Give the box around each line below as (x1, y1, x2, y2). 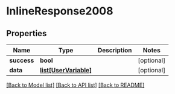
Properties (6, 28, 47, 39)
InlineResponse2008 (6, 4, 113, 18)
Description (97, 46, 132, 54)
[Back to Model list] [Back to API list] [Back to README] (6, 81, 145, 89)
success (9, 56, 34, 64)
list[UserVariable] (40, 66, 92, 74)
